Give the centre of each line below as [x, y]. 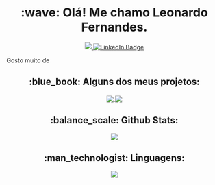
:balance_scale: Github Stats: [114, 120]
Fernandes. [114, 27]
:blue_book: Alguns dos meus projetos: [114, 82]
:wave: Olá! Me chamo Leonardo [114, 13]
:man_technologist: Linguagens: [114, 158]
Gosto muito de [28, 60]
